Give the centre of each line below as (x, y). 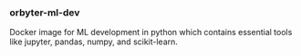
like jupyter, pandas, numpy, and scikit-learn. (93, 42)
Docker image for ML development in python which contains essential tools (151, 33)
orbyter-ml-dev (45, 13)
